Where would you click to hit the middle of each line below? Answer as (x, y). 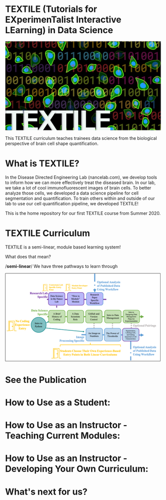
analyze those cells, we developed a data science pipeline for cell (72, 193)
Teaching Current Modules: (63, 436)
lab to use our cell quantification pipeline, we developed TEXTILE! (72, 203)
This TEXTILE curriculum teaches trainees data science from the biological (81, 138)
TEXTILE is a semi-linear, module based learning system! (63, 247)
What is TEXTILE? (42, 163)
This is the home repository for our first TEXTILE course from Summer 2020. (83, 213)
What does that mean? (28, 256)
